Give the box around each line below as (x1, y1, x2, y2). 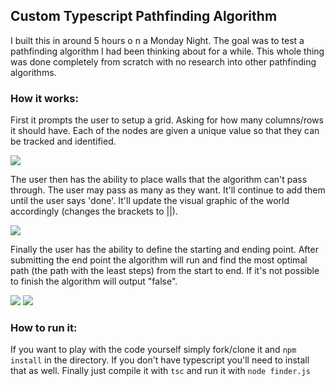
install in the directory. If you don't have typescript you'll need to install (10, 354, 310, 366)
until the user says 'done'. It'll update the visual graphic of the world (10, 195, 290, 207)
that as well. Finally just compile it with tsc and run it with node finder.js (10, 365, 311, 377)
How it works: (10, 91, 79, 105)
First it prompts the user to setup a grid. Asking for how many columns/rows (10, 114, 324, 126)
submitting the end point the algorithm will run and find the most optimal (10, 254, 308, 266)
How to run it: (10, 321, 78, 335)
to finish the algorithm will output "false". (10, 275, 178, 288)
